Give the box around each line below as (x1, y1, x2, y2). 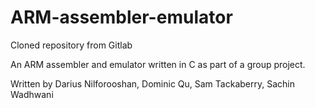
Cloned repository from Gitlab (10, 39, 133, 51)
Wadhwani (10, 88, 54, 100)
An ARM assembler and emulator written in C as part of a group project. (10, 58, 306, 70)
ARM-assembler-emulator (10, 6, 233, 29)
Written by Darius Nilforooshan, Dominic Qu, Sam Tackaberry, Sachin (10, 77, 295, 90)
